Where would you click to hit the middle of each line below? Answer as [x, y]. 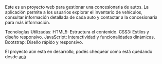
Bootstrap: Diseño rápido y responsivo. [44, 42]
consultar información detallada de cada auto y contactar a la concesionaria [81, 17]
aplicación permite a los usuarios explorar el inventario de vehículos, [74, 12]
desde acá [16, 57]
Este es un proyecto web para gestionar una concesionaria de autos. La [77, 7]
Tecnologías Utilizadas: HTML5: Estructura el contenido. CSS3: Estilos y [77, 32]
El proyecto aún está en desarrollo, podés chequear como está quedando [79, 51]
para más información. [27, 22]
